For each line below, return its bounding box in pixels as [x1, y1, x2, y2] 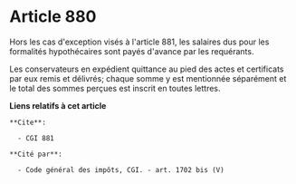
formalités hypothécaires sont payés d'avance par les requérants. [9, 45, 254, 56]
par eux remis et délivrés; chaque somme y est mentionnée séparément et [9, 73, 287, 83]
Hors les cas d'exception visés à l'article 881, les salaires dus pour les [9, 36, 270, 47]
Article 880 [9, 6, 97, 27]
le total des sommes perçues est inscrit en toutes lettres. [9, 82, 221, 93]
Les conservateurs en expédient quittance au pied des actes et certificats [9, 63, 284, 74]
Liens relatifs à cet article [9, 100, 107, 111]
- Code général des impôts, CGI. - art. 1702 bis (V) [17, 165, 224, 174]
